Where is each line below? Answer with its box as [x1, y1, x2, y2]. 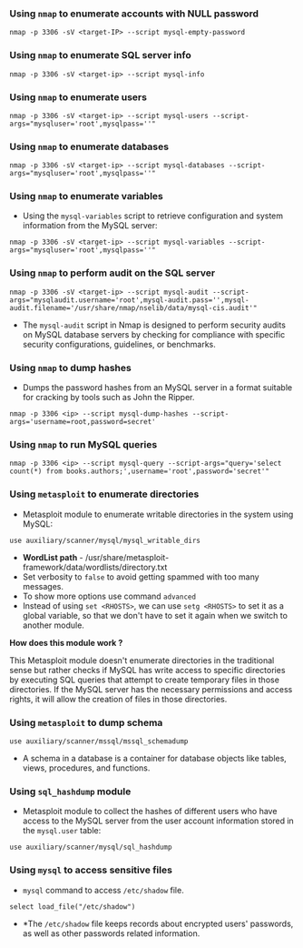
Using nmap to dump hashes [9, 361, 132, 374]
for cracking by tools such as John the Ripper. [22, 392, 195, 403]
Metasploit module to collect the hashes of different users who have [22, 806, 278, 817]
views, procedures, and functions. [22, 762, 151, 773]
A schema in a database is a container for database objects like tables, [22, 752, 288, 763]
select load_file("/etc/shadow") [9, 902, 136, 912]
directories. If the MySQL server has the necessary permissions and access [9, 683, 293, 694]
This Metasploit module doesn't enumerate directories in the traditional [9, 654, 275, 666]
